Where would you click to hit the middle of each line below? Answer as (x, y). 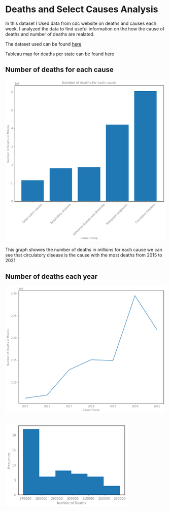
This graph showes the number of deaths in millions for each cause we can (84, 250)
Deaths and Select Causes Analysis (82, 9)
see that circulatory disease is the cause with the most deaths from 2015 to (84, 255)
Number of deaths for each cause (60, 70)
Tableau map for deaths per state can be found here (60, 54)
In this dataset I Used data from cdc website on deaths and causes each (81, 23)
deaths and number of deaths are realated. (50, 34)
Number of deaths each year (52, 277)
